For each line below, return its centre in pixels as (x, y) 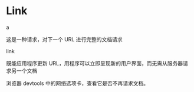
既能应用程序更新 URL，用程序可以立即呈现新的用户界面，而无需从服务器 (95, 63)
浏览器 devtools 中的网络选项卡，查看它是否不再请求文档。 (78, 83)
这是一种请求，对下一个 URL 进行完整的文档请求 (64, 39)
